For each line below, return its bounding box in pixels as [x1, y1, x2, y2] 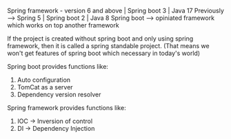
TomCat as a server [17, 83, 74, 91]
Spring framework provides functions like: [7, 104, 126, 111]
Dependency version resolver [17, 90, 101, 98]
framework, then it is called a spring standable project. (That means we [7, 42, 210, 50]
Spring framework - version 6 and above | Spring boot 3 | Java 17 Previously [7, 7, 224, 14]
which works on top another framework [7, 21, 119, 29]
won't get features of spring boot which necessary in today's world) [7, 49, 201, 57]
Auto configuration [17, 76, 71, 84]
